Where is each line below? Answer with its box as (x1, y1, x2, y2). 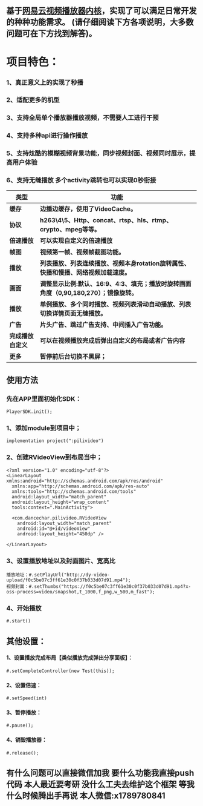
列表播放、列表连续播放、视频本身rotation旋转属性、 (39, 259, 190, 268)
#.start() (6, 618, 31, 624)
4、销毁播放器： (6, 736, 47, 743)
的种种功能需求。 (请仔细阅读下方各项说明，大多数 (6, 17, 194, 27)
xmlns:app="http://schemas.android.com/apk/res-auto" (11, 483, 150, 489)
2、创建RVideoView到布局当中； (6, 453, 103, 461)
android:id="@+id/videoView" (17, 526, 91, 532)
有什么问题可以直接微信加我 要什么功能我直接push (6, 768, 195, 778)
